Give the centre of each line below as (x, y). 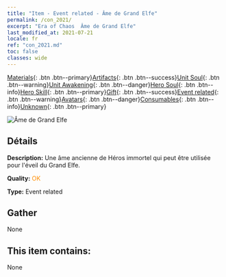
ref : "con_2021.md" (35, 45)
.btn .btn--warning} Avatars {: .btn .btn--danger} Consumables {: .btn (102, 99)
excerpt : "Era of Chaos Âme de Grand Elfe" (72, 26)
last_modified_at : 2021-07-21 (50, 32)
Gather (22, 213)
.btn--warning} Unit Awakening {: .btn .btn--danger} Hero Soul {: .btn (101, 84)
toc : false (23, 52)
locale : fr (23, 39)
